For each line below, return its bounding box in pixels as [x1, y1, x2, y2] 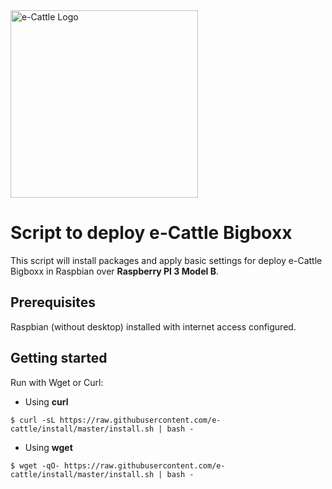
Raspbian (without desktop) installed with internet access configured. [10, 320, 297, 333]
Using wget [24, 441, 73, 453]
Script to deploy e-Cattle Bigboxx [10, 222, 293, 244]
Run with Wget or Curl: [10, 376, 104, 388]
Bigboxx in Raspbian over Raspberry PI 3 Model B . [10, 265, 219, 277]
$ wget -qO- [10, 460, 60, 471]
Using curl [24, 395, 69, 408]
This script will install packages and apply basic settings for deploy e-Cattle [10, 254, 323, 266]
